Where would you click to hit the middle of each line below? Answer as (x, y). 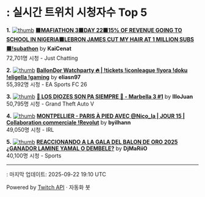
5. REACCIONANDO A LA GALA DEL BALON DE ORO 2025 (92, 141)
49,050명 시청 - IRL (30, 129)
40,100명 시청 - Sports (34, 156)
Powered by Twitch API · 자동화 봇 (48, 187)
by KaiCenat (56, 48)
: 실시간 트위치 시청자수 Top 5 (77, 13)
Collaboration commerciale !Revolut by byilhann (69, 122)
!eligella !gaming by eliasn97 (44, 77)
